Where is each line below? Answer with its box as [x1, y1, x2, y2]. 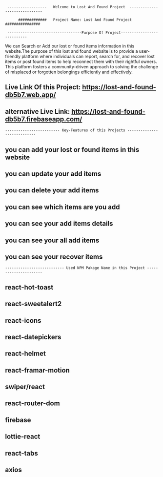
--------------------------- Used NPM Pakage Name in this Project [5, 266, 145, 270]
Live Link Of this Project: [5, 83, 81, 91]
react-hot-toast [5, 283, 54, 291]
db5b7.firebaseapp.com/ [5, 115, 82, 123]
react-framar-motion [5, 366, 70, 374]
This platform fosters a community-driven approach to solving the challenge [5, 64, 159, 69]
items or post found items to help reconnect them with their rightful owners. [5, 59, 157, 64]
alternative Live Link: [5, 107, 70, 116]
